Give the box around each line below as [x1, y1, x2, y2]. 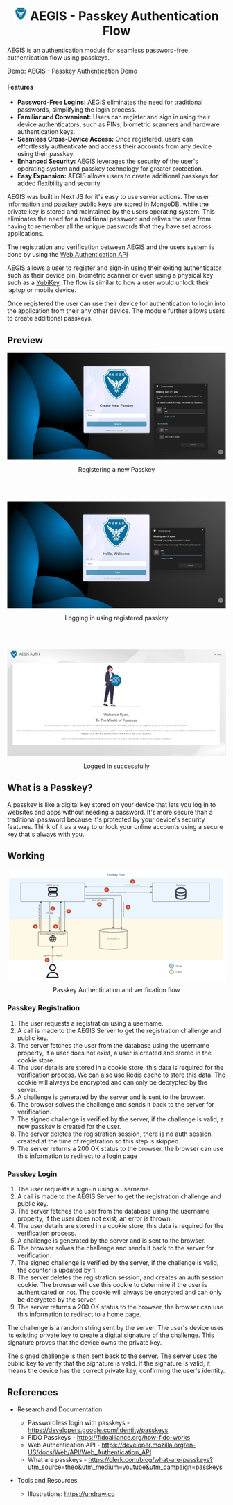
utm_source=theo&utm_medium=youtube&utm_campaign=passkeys [27, 1463, 223, 1471]
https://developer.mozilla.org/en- [101, 1440, 196, 1449]
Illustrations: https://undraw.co [27, 1489, 116, 1498]
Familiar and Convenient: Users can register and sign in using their [17, 113, 210, 121]
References [7, 1386, 58, 1398]
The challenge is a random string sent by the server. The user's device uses [7, 1324, 224, 1332]
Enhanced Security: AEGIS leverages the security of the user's [17, 157, 199, 166]
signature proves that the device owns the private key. [7, 1338, 162, 1347]
